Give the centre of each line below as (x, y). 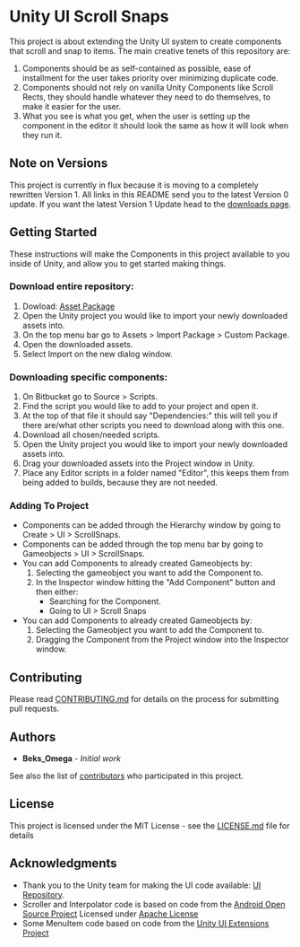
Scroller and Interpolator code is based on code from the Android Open (154, 904)
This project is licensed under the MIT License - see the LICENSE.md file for (150, 825)
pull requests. (34, 709)
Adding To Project (49, 506)
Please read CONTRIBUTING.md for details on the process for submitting (144, 699)
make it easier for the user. (72, 106)
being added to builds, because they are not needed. (120, 483)
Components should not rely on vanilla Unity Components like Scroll (148, 87)
